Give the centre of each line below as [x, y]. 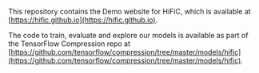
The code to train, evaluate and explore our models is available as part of [128, 35]
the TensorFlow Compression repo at [69, 44]
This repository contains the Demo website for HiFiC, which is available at [129, 12]
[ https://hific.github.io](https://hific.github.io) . [83, 20]
